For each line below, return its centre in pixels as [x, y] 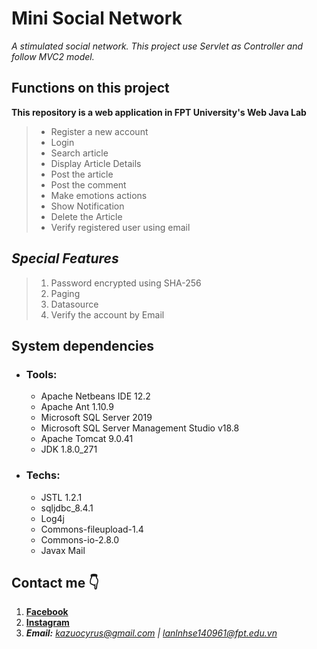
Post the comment [88, 184]
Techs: [43, 475]
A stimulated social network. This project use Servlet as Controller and [157, 46]
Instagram [47, 623]
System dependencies [82, 345]
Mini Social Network [97, 18]
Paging [65, 293]
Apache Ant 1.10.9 [77, 407]
